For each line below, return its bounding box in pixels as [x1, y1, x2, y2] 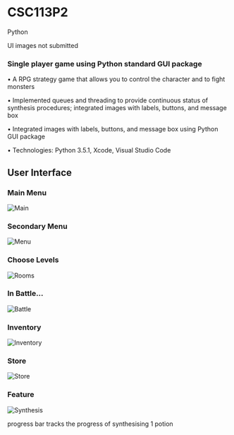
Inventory [7, 322, 42, 332]
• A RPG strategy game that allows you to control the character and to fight [7, 75, 226, 83]
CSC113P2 [7, 4, 68, 20]
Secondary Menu [7, 221, 68, 231]
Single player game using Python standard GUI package [7, 59, 202, 68]
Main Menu [7, 188, 47, 198]
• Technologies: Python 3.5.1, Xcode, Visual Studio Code [7, 146, 171, 155]
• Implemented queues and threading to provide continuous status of [7, 96, 209, 105]
